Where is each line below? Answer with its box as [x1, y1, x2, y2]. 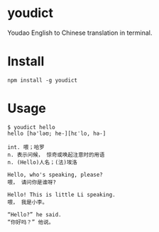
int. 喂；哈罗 [7, 143, 45, 150]
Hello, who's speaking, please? [7, 171, 103, 178]
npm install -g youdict [7, 77, 78, 84]
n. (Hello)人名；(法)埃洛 [7, 158, 78, 166]
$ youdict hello [7, 123, 55, 131]
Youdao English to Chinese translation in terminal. [7, 28, 153, 37]
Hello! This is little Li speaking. [7, 191, 116, 198]
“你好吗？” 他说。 [7, 219, 55, 226]
